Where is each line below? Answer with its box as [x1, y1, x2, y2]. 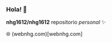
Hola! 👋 [6, 5, 28, 14]
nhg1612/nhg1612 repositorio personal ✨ [6, 19, 106, 26]
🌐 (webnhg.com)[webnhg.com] [6, 31, 83, 38]
